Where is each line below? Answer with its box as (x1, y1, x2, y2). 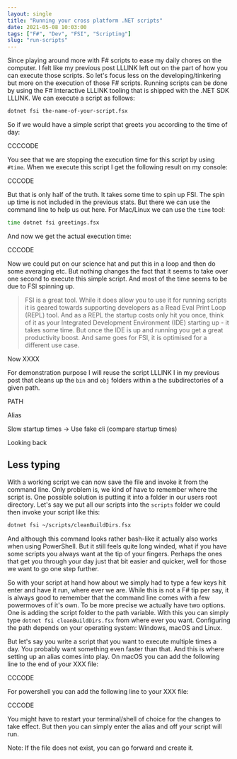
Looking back (7, 438, 47, 446)
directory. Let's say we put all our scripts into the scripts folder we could (7, 500, 221, 509)
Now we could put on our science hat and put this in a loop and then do (7, 259, 216, 268)
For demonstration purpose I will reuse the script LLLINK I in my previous (7, 368, 220, 376)
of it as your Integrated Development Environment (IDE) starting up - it (24, 318, 230, 327)
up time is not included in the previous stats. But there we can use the (7, 198, 211, 206)
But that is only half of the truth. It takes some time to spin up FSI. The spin (7, 191, 225, 198)
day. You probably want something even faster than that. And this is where (7, 644, 225, 653)
